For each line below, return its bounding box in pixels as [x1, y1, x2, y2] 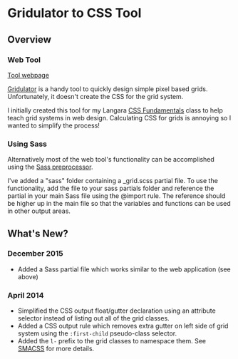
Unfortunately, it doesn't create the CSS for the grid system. [7, 92, 184, 100]
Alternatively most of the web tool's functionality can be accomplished [7, 155, 215, 164]
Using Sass [7, 139, 48, 149]
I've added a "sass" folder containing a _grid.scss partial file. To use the [7, 177, 219, 185]
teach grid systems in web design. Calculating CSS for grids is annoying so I [7, 113, 232, 122]
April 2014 [7, 290, 44, 300]
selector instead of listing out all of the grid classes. [17, 314, 170, 323]
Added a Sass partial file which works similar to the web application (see [17, 265, 232, 274]
